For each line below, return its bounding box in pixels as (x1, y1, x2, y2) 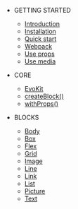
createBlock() (24, 92, 65, 100)
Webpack (24, 42, 53, 50)
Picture (24, 187, 46, 195)
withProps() (24, 100, 58, 108)
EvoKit (24, 85, 44, 92)
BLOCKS (13, 113, 39, 121)
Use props (24, 49, 55, 58)
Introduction (24, 20, 60, 28)
